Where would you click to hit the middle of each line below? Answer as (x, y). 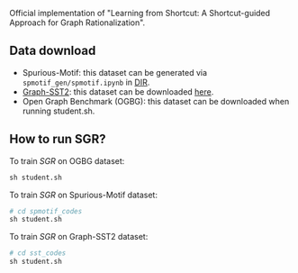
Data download (53, 51)
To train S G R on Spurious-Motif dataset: (83, 195)
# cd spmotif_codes (46, 211)
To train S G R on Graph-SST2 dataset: (79, 237)
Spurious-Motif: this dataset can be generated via (115, 72)
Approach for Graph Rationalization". (77, 23)
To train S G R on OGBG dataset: (67, 160)
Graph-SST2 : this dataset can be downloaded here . (118, 91)
